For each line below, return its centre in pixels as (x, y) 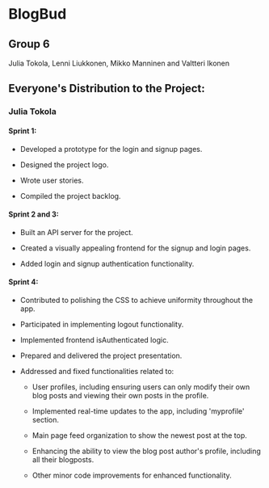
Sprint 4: (23, 282)
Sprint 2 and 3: (34, 214)
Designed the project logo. (64, 164)
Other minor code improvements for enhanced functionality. (132, 475)
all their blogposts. (63, 459)
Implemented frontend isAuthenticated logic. (94, 339)
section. (45, 419)
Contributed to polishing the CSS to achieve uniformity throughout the (136, 300)
